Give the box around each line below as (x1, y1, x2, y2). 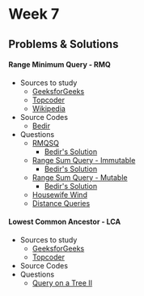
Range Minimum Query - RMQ (8, 60, 111, 70)
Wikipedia (32, 103, 66, 114)
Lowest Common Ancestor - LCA (8, 217, 121, 227)
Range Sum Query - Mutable (32, 172, 128, 182)
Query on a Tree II (32, 277, 93, 288)
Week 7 (8, 5, 60, 24)
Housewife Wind (32, 190, 87, 199)
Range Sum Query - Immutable (32, 155, 136, 165)
